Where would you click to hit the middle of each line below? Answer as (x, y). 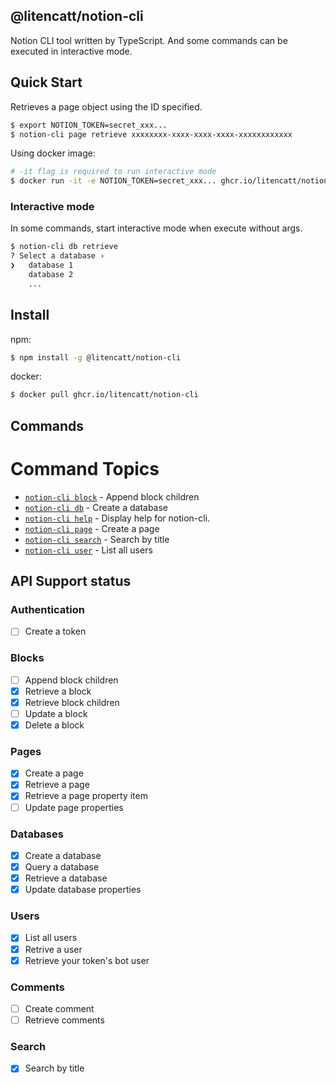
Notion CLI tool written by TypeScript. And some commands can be (149, 40)
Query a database (62, 866)
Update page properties (74, 807)
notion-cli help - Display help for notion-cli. (117, 518)
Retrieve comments (64, 1020)
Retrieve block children (72, 702)
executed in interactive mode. (71, 51)
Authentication (47, 609)
